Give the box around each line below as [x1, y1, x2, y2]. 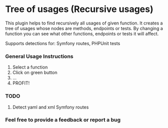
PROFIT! [12, 80, 30, 86]
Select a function [12, 64, 48, 70]
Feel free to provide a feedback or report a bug [5, 116, 121, 123]
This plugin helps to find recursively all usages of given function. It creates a [5, 20, 163, 26]
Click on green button [12, 69, 58, 75]
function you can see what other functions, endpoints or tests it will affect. [5, 30, 159, 36]
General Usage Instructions [5, 52, 74, 59]
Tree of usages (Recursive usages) [5, 3, 154, 15]
